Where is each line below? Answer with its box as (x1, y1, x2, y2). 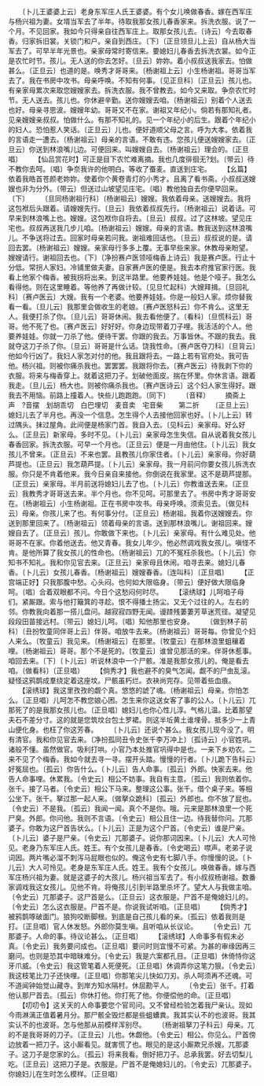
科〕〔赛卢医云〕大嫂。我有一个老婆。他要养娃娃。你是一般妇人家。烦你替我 (8, 292, 253, 301)
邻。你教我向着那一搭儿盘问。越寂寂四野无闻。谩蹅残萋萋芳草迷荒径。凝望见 (8, 607, 256, 616)
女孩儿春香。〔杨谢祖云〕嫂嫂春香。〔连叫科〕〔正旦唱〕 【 (52, 567, 247, 577)
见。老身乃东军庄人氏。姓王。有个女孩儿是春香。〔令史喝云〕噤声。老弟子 (8, 843, 246, 852)
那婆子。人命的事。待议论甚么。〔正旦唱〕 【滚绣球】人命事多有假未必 (8, 932, 244, 940)
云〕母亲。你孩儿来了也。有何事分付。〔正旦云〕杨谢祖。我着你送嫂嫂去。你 (8, 508, 253, 518)
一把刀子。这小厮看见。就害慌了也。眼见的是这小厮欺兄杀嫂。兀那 (28, 1040, 242, 1049)
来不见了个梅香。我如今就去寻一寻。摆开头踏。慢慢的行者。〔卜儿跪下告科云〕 (8, 755, 256, 763)
